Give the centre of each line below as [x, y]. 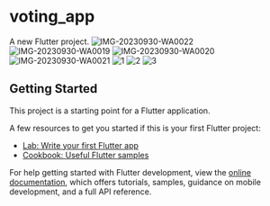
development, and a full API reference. [81, 192]
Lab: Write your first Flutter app [81, 145]
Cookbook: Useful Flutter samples [85, 155]
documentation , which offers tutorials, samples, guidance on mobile [135, 182]
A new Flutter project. [49, 41]
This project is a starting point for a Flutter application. [110, 111]
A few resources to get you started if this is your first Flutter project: [135, 128]
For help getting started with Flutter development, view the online [130, 172]
